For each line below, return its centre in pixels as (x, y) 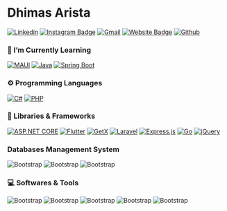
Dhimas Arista (49, 13)
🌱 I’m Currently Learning (49, 50)
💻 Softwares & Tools (43, 183)
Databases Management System (64, 149)
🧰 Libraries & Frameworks (51, 116)
